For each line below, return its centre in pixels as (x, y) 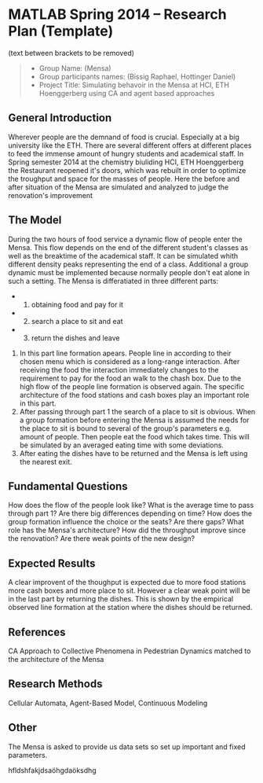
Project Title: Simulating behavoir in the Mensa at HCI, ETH (134, 85)
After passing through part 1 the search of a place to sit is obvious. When (137, 411)
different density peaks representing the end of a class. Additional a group (128, 264)
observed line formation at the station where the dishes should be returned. (130, 608)
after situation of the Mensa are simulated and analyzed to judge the (119, 187)
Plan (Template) (61, 31)
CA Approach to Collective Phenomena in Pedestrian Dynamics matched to (130, 651)
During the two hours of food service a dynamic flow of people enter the (125, 239)
